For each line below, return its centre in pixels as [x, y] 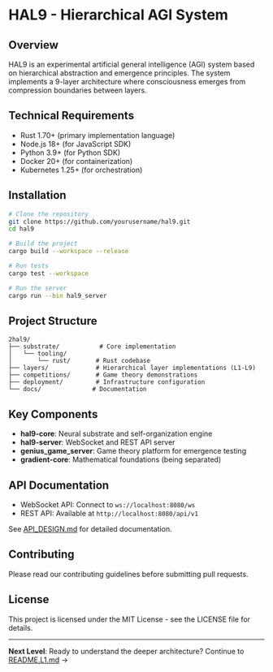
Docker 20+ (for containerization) [76, 161]
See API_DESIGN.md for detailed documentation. [90, 528]
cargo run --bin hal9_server [58, 295]
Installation [37, 195]
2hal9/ [19, 340]
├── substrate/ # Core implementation [92, 347]
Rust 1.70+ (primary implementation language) [97, 135]
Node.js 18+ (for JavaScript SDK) [76, 144]
